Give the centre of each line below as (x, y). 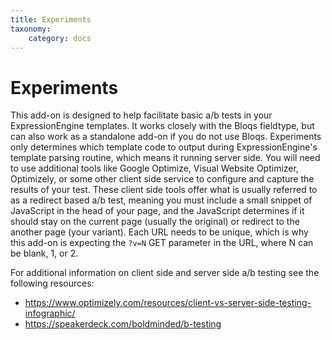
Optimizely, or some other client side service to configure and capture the (162, 179)
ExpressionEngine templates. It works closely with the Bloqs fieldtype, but (162, 126)
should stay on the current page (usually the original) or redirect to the (155, 222)
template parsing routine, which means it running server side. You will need (165, 158)
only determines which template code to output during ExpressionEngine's (164, 147)
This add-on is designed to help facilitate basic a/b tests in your (141, 115)
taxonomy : (31, 29)
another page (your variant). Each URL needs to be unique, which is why (159, 232)
